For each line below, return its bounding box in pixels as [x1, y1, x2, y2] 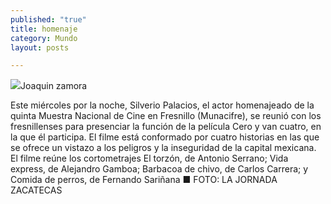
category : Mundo [10, 33, 78, 43]
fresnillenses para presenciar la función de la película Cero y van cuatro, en [10, 121, 322, 133]
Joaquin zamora [20, 80, 88, 92]
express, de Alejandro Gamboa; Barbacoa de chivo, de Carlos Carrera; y [10, 163, 309, 175]
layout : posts [10, 42, 70, 53]
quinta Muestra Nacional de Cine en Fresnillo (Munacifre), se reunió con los [10, 110, 322, 122]
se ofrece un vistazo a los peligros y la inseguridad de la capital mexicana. [10, 142, 317, 154]
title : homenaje [10, 24, 78, 34]
